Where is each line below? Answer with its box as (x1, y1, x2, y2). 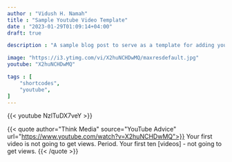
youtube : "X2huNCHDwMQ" (7, 61, 76, 68)
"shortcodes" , (19, 80, 60, 87)
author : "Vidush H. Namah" (7, 10, 88, 17)
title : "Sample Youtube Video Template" (7, 17, 128, 24)
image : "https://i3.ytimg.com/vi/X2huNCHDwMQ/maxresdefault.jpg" (7, 55, 199, 62)
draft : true (7, 29, 41, 37)
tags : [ (7, 73, 32, 80)
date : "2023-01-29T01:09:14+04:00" (7, 23, 113, 30)
